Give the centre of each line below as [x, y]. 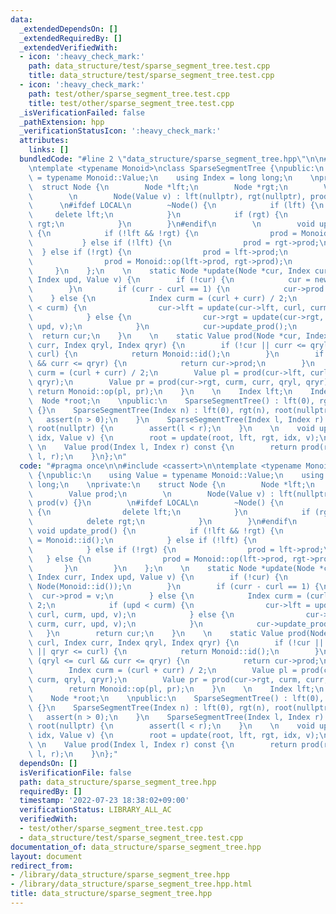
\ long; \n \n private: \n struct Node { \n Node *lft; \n [171, 484]
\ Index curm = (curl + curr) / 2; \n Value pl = [163, 671]
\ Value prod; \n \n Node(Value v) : [151, 494]
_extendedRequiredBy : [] [71, 38]
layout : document [46, 856]
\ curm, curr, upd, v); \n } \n [115, 624]
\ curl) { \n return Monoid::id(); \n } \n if [176, 354]
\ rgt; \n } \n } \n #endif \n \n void [171, 224]
